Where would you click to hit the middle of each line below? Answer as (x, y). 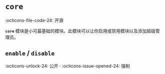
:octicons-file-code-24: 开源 (34, 20)
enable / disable (30, 53)
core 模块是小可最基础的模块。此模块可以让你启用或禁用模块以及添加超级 (80, 31)
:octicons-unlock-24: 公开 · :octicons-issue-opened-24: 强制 (67, 66)
